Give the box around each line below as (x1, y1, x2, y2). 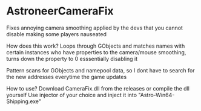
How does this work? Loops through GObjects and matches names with (6, 42, 185, 49)
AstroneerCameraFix (6, 4, 114, 18)
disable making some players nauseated (6, 30, 107, 37)
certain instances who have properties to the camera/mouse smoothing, (6, 48, 186, 55)
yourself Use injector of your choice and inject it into (6, 91, 137, 98)
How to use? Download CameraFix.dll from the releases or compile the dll (6, 84, 189, 92)
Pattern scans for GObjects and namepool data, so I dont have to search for (6, 66, 195, 74)
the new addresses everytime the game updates (6, 73, 127, 80)
